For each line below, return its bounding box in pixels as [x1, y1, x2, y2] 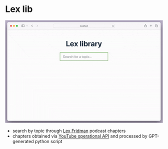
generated [12, 139, 34, 145]
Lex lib [5, 3, 33, 15]
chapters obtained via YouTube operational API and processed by [12, 133, 147, 139]
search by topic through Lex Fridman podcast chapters [12, 128, 126, 134]
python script [34, 139, 62, 145]
